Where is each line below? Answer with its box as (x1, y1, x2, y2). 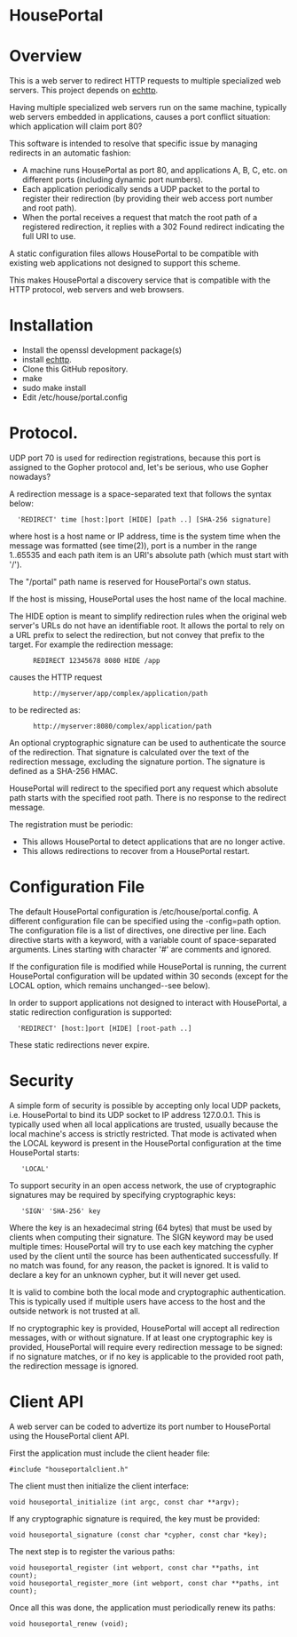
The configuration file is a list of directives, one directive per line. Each (9, 925, 267, 936)
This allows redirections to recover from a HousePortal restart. (21, 846, 250, 856)
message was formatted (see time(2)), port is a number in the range (9, 540, 257, 551)
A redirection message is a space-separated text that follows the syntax (9, 489, 272, 499)
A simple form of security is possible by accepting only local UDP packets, (9, 1099, 282, 1111)
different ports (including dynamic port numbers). (21, 174, 204, 185)
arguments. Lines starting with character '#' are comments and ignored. (9, 944, 272, 954)
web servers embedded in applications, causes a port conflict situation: (9, 112, 270, 123)
